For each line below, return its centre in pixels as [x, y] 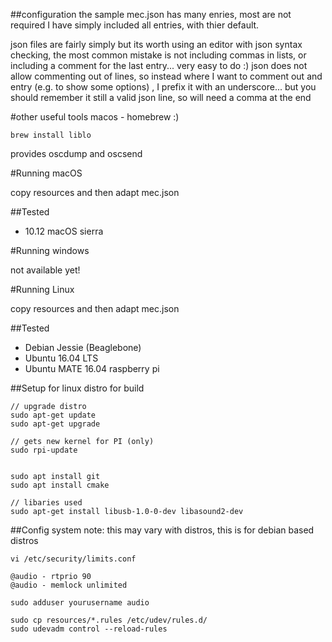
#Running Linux [42, 289]
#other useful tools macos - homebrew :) [95, 117]
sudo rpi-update [44, 450]
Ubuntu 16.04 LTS [61, 358]
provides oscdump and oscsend [76, 153]
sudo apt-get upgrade [55, 424]
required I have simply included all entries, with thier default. [135, 25]
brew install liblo [51, 135]
